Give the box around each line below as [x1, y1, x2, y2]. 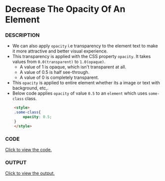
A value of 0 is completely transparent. [19, 74, 99, 80]
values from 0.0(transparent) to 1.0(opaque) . [12, 59, 106, 65]
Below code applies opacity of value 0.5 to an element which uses [12, 90, 148, 96]
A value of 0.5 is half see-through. [19, 69, 90, 75]
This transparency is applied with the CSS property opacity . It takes [12, 54, 151, 60]
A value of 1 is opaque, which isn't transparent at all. [19, 64, 126, 70]
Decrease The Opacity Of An [5, 3, 125, 15]
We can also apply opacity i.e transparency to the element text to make [12, 43, 158, 49]
